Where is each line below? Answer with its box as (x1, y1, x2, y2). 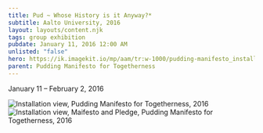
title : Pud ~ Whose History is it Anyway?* (8, 11, 153, 20)
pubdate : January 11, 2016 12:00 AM (8, 41, 128, 49)
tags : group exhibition (8, 33, 86, 41)
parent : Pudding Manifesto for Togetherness (8, 63, 156, 70)
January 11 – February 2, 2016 (8, 84, 104, 93)
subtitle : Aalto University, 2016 (8, 19, 121, 27)
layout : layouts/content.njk (8, 26, 103, 34)
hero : (8, 56, 26, 63)
